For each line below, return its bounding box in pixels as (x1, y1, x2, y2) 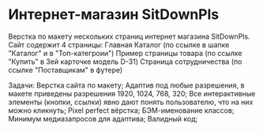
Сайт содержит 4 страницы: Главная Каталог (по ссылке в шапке (8, 39, 230, 49)
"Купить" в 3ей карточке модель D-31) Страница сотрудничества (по (8, 57, 242, 66)
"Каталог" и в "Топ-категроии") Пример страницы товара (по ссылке (8, 48, 242, 58)
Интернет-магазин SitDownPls (8, 6, 220, 24)
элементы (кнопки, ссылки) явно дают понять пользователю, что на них (8, 97, 254, 107)
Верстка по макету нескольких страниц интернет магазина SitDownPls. (8, 32, 250, 41)
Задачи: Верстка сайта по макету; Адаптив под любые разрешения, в (8, 80, 245, 90)
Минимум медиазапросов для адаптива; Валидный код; (8, 114, 198, 123)
